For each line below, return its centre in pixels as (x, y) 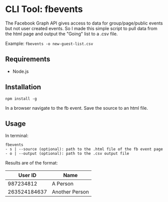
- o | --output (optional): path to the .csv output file (67, 154)
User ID (27, 175)
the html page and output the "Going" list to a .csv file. (62, 34)
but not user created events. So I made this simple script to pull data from (81, 28)
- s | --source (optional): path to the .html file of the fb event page (84, 149)
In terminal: (17, 136)
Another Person (70, 192)
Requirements (28, 59)
